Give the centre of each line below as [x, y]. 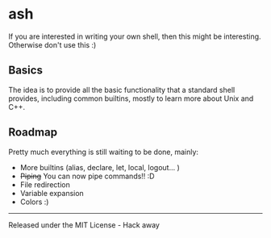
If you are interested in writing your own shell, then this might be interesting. [135, 36]
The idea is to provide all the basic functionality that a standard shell [122, 90]
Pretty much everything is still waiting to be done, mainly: [104, 152]
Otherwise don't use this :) [52, 44]
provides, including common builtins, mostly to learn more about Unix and [131, 98]
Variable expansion [52, 193]
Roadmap [33, 133]
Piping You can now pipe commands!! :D [87, 176]
